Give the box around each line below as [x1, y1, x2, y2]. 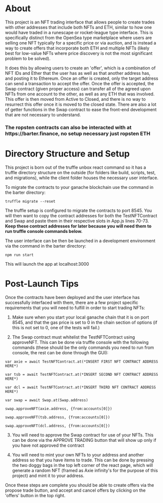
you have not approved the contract [12, 442, 84, 448]
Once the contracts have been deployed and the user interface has [5, 294, 140, 300]
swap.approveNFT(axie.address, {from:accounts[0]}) [5, 406, 112, 411]
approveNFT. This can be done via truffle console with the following [12, 339, 149, 345]
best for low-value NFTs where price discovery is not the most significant [5, 50, 153, 56]
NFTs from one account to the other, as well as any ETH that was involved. [5, 91, 155, 97]
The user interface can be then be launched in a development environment [5, 238, 156, 244]
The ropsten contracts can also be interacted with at [5, 124, 132, 131]
